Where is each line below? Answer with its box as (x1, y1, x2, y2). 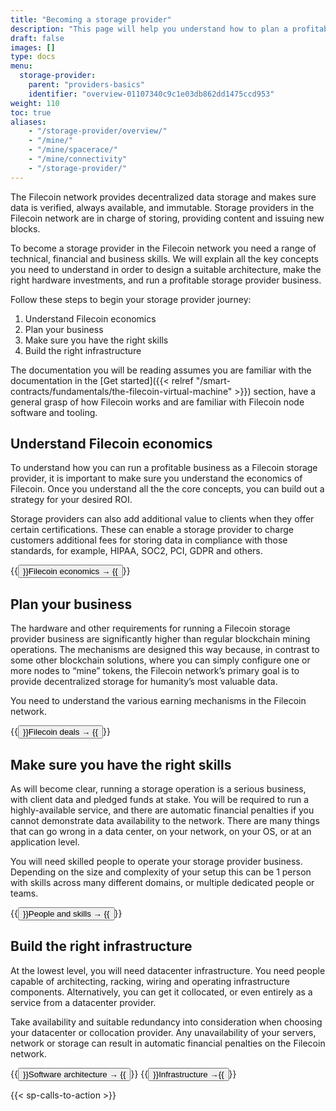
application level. (10, 836, 80, 848)
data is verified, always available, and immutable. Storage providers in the (10, 201, 315, 213)
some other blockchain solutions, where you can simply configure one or (10, 654, 311, 666)
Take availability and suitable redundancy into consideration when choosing (10, 1016, 323, 1028)
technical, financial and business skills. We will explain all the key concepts (10, 252, 319, 265)
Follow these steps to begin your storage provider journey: (10, 293, 252, 305)
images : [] (10, 42, 56, 53)
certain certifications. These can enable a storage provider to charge (10, 524, 294, 536)
